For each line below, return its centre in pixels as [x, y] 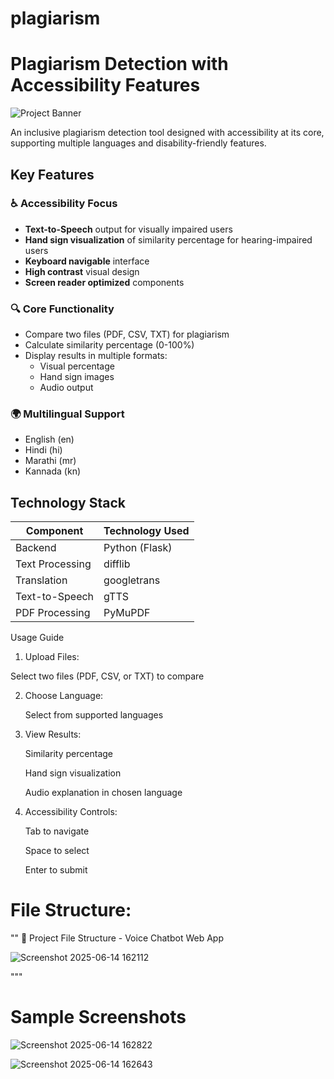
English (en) [49, 439]
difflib [117, 564]
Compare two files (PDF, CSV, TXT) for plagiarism [127, 334]
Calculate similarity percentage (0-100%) [109, 345]
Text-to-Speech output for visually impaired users [128, 229]
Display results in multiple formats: [96, 356]
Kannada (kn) [53, 471]
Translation [41, 580]
